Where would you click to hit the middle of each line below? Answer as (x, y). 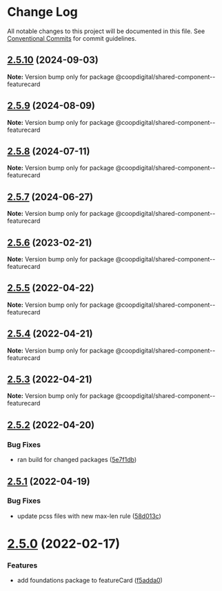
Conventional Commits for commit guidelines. (72, 38)
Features (22, 565)
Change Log (42, 12)
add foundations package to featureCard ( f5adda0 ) (90, 581)
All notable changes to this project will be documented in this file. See (106, 31)
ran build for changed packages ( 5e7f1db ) (77, 460)
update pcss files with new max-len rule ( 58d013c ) (89, 516)
